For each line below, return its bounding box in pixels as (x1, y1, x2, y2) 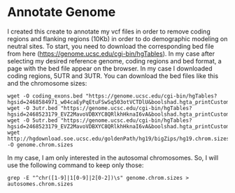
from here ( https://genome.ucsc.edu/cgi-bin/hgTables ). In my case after (7, 49, 215, 58)
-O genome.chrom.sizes (7, 141, 73, 148)
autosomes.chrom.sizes (7, 180, 73, 187)
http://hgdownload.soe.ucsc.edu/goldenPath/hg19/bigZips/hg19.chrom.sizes (7, 135, 230, 142)
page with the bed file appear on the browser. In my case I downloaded (7, 64, 213, 72)
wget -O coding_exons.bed (7, 92, 83, 100)
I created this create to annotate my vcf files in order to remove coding (7, 27, 211, 36)
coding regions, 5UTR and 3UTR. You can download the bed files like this (7, 71, 219, 80)
